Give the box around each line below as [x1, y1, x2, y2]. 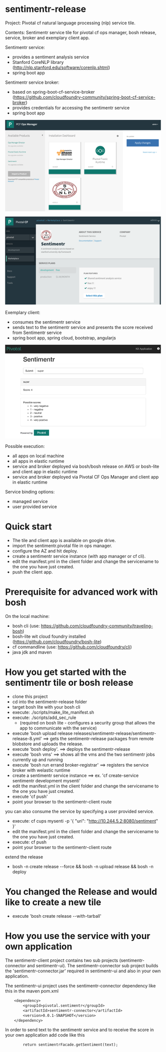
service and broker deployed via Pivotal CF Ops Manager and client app [12, 474, 159, 480]
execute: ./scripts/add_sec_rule [12, 715, 77, 720]
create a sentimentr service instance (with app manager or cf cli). [12, 553, 146, 559]
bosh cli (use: [12, 623, 41, 629]
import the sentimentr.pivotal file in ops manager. [12, 543, 113, 549]
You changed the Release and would [5, 886, 157, 897]
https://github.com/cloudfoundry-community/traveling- [41, 623, 153, 629]
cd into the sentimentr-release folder [12, 699, 87, 705]
